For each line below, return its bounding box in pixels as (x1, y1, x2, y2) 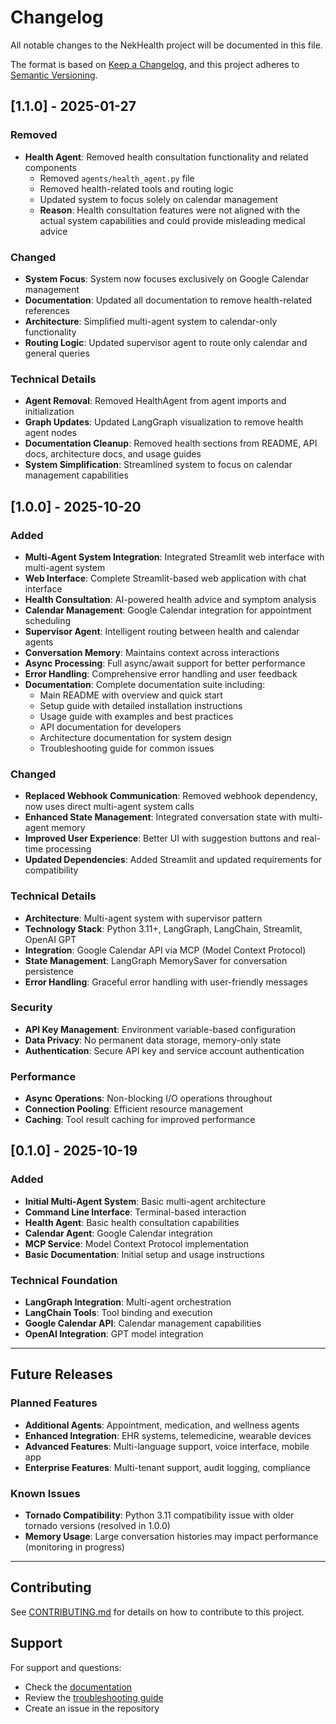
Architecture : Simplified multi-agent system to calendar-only (24, 315, 278, 327)
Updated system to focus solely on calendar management (39, 193, 279, 205)
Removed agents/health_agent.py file (39, 172, 195, 184)
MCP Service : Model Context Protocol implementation (24, 1237, 250, 1250)
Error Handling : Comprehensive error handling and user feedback (24, 667, 298, 680)
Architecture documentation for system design (39, 731, 232, 743)
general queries (24, 347, 90, 359)
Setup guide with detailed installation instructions (39, 699, 243, 711)
